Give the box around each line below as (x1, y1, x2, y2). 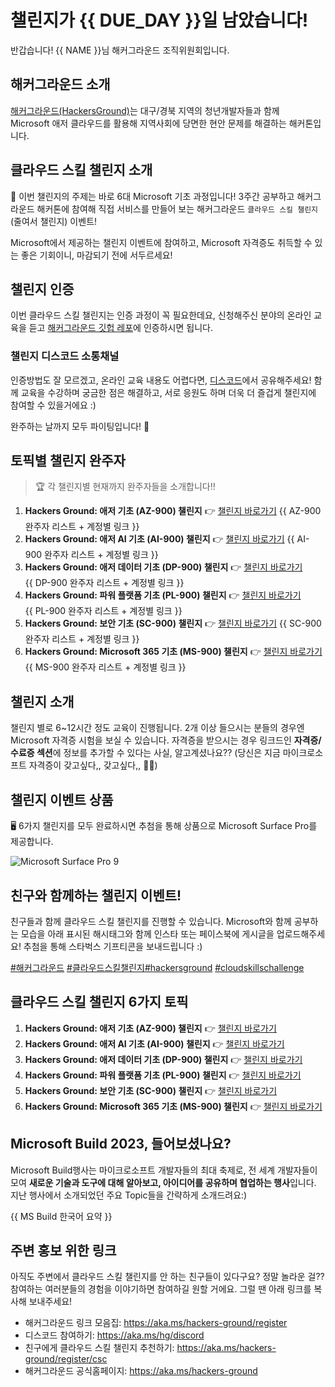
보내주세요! (28, 1296, 73, 1308)
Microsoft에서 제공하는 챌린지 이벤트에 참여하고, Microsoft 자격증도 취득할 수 (10, 236, 313, 248)
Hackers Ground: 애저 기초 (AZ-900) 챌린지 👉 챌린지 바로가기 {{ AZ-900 (24, 505, 322, 517)
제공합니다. (10, 836, 54, 848)
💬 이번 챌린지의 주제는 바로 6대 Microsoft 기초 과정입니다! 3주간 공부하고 (10, 190, 295, 202)
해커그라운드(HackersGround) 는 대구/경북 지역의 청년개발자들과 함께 (10, 104, 280, 116)
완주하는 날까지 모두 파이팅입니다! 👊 (10, 420, 150, 432)
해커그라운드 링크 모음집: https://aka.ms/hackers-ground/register (24, 1317, 288, 1329)
